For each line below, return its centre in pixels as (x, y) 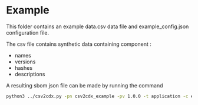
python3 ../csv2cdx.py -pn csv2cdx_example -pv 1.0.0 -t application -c (97, 96)
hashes (24, 67)
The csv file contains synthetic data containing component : (79, 44)
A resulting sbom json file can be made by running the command (85, 85)
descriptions (30, 74)
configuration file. (27, 32)
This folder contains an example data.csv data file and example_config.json (98, 26)
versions (25, 62)
